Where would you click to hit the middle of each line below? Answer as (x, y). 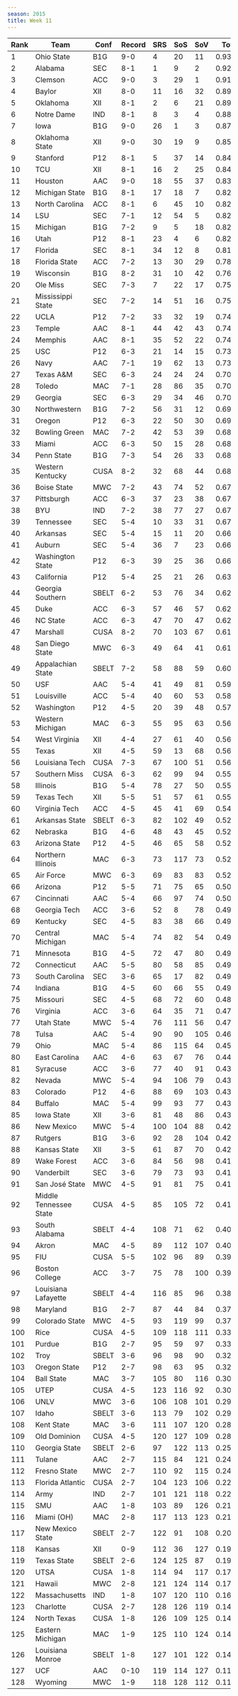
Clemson (50, 80)
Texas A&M (54, 374)
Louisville (51, 695)
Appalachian (56, 663)
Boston (47, 1268)
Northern (50, 854)
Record (134, 45)
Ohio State (53, 56)
